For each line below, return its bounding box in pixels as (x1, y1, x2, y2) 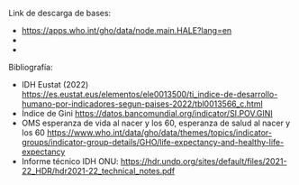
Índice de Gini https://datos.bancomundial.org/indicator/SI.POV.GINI (21, 108, 274, 118)
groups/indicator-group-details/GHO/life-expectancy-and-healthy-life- (21, 137, 285, 147)
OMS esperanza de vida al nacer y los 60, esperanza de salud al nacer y (21, 117, 291, 128)
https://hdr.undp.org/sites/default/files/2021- (120, 156, 287, 166)
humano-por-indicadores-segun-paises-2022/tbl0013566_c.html (21, 98, 263, 109)
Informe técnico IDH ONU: (21, 156, 119, 166)
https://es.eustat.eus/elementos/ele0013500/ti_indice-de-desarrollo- (21, 89, 278, 99)
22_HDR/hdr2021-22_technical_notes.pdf (21, 166, 176, 176)
